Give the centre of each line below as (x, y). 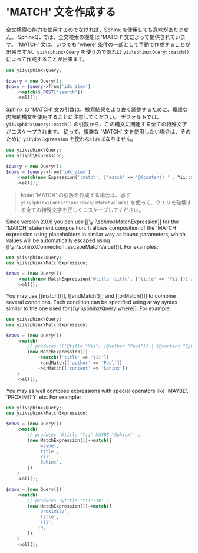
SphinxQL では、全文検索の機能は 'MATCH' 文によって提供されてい (99, 37)
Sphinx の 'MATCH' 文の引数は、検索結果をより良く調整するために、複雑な (97, 109)
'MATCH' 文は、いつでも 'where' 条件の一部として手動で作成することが (104, 44)
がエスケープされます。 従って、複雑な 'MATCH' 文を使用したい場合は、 (93, 132)
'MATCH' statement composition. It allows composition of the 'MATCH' (92, 227)
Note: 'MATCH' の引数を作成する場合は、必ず (76, 195)
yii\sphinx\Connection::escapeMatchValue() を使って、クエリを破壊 (103, 202)
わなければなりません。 (108, 139)
